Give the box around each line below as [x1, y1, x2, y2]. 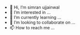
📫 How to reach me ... [9, 25, 55, 30]
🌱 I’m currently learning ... [9, 15, 62, 20]
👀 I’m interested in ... [9, 9, 51, 15]
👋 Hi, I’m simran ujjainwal [9, 5, 60, 10]
